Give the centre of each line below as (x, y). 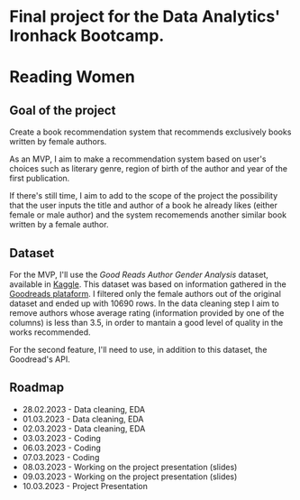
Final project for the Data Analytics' (145, 17)
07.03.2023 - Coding (61, 457)
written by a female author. (59, 225)
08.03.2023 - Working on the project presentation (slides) (130, 467)
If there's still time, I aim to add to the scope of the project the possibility (144, 196)
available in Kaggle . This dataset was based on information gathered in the (148, 284)
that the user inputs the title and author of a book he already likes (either (143, 206)
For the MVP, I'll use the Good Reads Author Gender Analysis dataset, (139, 274)
